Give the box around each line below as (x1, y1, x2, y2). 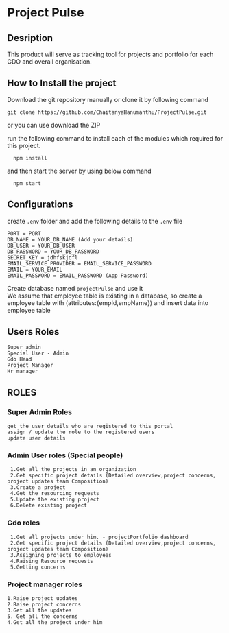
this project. (7, 141, 41, 150)
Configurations (7, 199, 73, 211)
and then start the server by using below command (7, 167, 152, 175)
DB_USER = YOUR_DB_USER (7, 242, 75, 249)
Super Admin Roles (7, 407, 72, 416)
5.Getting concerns (10, 564, 67, 571)
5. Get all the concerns (7, 613, 78, 620)
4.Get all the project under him (7, 619, 103, 626)
